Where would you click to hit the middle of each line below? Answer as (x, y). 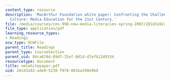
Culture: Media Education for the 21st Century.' (63, 19)
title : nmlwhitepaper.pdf (32, 66)
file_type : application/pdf (35, 29)
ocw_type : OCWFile (25, 43)
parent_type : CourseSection (35, 52)
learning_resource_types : (32, 33)
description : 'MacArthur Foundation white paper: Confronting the (77, 15)
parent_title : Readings (30, 47)
